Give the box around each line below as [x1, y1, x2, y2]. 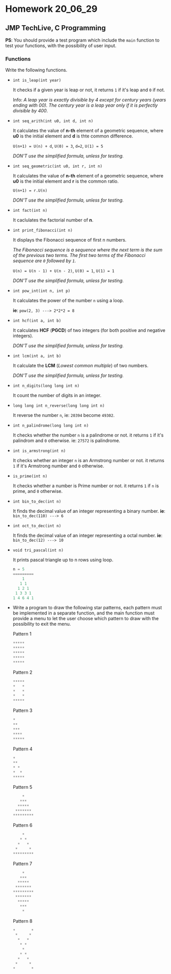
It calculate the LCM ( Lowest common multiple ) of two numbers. [12, 363, 148, 369]
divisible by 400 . [12, 108, 48, 114]
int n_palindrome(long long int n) [12, 423, 89, 428]
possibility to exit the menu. [12, 621, 71, 627]
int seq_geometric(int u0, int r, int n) [12, 164, 102, 169]
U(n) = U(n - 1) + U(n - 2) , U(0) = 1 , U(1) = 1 [12, 268, 115, 274]
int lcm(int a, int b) [12, 353, 61, 359]
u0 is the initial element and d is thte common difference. [12, 133, 133, 139]
